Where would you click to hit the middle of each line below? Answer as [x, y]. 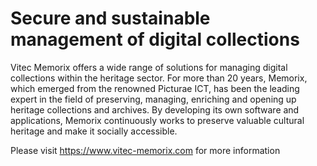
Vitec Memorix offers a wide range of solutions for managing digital [149, 67]
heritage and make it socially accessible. [94, 131]
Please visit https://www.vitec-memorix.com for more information [145, 150]
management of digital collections [155, 39]
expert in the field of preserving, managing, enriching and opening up [153, 99]
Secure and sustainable [110, 18]
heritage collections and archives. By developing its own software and [155, 109]
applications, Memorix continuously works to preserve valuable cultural [157, 120]
